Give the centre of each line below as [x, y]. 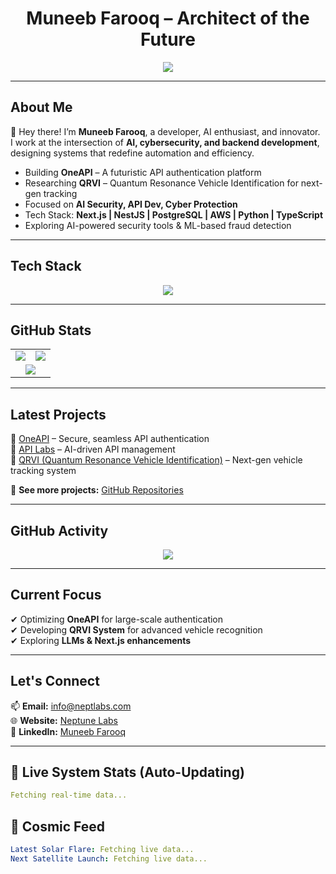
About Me [41, 107]
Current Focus [56, 595]
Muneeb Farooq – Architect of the [168, 18]
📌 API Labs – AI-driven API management [93, 449]
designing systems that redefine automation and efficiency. [132, 153]
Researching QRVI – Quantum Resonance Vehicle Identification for [161, 183]
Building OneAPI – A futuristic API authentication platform [143, 172]
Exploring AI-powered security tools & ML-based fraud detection [158, 225]
